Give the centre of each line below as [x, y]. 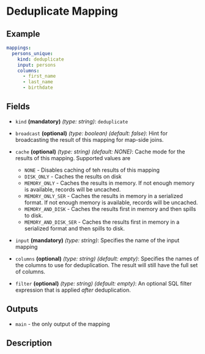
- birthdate [38, 88]
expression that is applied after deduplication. [73, 290]
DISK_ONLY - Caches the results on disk [73, 176]
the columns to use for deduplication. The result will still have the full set [106, 265]
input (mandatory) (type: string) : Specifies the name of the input [97, 240]
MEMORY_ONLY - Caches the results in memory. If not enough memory [109, 183]
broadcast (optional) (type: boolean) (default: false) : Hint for [91, 133]
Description [29, 343]
